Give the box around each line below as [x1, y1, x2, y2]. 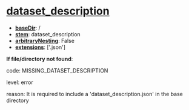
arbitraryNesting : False [15, 37, 75, 44]
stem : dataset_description [15, 30, 81, 37]
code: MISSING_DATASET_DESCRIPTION [6, 66, 108, 74]
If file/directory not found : [6, 55, 73, 62]
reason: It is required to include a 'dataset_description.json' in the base [6, 90, 184, 97]
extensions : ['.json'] [15, 44, 65, 51]
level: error [6, 79, 33, 86]
